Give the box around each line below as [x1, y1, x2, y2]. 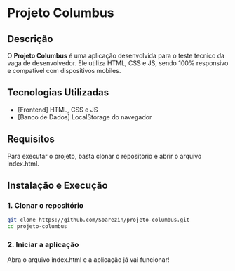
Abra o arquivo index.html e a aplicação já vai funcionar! [7, 256, 170, 264]
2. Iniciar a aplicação [7, 239, 79, 249]
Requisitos [7, 133, 55, 145]
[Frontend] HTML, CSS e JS [17, 105, 98, 114]
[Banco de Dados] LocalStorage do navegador [17, 112, 152, 121]
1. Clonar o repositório [7, 200, 84, 210]
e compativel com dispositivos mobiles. [7, 67, 121, 74]
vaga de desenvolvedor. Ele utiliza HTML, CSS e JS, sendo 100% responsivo [7, 59, 229, 67]
